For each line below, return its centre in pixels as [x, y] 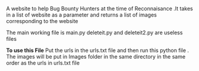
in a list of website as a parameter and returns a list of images [82, 15]
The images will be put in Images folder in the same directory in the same [96, 57]
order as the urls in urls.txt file [43, 63]
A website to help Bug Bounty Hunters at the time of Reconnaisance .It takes [99, 9]
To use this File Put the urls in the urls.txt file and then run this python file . [97, 50]
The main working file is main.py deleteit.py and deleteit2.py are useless [94, 33]
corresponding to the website [42, 21]
